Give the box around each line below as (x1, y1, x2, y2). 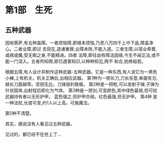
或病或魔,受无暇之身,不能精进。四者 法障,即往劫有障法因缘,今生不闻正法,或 (5, 52, 156, 58)
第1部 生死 (5, 4, 53, 16)
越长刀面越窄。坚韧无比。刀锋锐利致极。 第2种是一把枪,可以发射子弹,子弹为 (5, 81, 160, 87)
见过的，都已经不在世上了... (5, 132, 61, 137)
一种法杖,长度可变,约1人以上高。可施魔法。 (5, 100, 92, 105)
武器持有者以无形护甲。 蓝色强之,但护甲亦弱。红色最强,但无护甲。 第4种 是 (5, 94, 158, 99)
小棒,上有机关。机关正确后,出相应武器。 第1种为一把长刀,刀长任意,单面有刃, (5, 75, 158, 81)
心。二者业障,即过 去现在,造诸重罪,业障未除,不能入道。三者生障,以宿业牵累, (5, 46, 158, 52)
